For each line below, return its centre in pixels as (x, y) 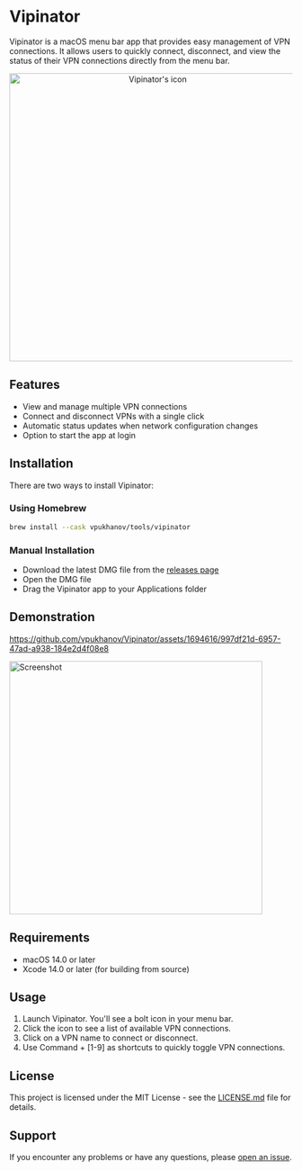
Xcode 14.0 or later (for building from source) (106, 968)
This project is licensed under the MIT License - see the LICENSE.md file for (150, 1098)
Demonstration (53, 617)
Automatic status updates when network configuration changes (140, 426)
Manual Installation (52, 550)
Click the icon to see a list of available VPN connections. (127, 1029)
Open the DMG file (57, 580)
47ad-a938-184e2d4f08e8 (59, 648)
